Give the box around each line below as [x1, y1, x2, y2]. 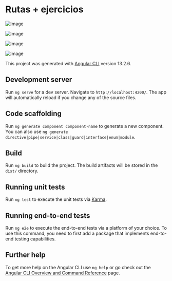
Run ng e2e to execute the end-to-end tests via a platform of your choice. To [5, 225, 167, 231]
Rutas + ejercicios [5, 4, 84, 15]
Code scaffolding [5, 109, 62, 118]
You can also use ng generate [5, 128, 68, 135]
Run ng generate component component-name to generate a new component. [5, 123, 164, 129]
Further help [5, 251, 46, 259]
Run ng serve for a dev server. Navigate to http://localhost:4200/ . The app [5, 89, 167, 95]
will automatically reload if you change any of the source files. [5, 94, 137, 101]
